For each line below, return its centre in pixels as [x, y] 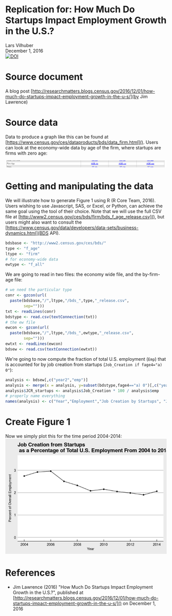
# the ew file [20, 322]
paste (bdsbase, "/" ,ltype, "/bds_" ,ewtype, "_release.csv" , [72, 333]
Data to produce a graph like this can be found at [57, 137]
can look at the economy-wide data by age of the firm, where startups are [83, 147]
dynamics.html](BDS [27, 233]
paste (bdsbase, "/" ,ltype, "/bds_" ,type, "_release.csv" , [70, 301]
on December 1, [139, 603]
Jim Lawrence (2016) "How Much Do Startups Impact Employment [83, 587]
